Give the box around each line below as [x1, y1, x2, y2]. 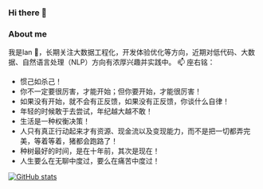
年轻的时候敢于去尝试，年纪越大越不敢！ [19, 106, 153, 116]
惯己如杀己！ [19, 77, 62, 87]
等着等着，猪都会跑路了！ [33, 137, 118, 146]
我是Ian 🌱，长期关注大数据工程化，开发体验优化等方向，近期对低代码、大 [8, 48, 249, 57]
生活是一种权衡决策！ [19, 117, 90, 126]
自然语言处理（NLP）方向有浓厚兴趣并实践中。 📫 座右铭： [22, 57, 215, 67]
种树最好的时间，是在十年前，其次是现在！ [19, 146, 160, 156]
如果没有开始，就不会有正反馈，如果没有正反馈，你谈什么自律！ [19, 97, 230, 106]
